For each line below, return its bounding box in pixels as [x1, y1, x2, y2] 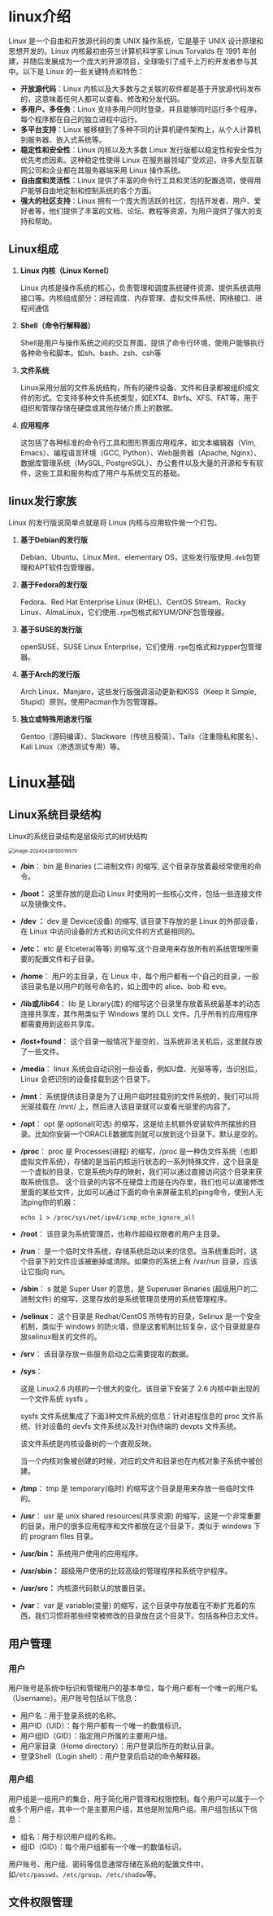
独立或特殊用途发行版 [19, 714, 92, 723]
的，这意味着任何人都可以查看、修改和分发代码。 [19, 94, 184, 103]
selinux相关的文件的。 [27, 1331, 102, 1341]
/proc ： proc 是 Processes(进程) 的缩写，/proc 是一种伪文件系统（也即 [19, 1146, 258, 1156]
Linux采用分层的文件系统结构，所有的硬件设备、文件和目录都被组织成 [19, 382, 253, 392]
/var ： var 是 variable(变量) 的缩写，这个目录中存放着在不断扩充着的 [19, 1600, 249, 1610]
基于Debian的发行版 [19, 534, 88, 544]
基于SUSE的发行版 [19, 624, 83, 634]
